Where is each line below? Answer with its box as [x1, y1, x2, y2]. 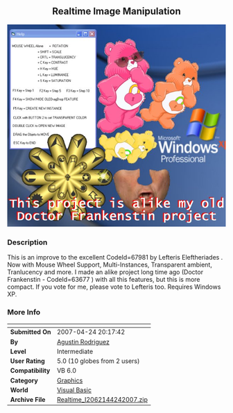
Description [7, 237, 48, 247]
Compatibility [10, 366, 51, 375]
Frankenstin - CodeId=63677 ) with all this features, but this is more [7, 276, 200, 284]
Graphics [56, 376, 83, 385]
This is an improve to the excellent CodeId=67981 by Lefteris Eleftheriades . [7, 253, 223, 262]
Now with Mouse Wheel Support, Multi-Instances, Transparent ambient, [7, 260, 213, 269]
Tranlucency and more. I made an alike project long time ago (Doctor [7, 268, 203, 276]
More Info [7, 307, 41, 317]
